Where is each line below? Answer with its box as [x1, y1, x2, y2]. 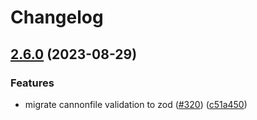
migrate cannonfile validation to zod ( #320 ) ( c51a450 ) [24, 98, 248, 110]
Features [10, 76, 55, 90]
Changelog [10, 6, 104, 29]
